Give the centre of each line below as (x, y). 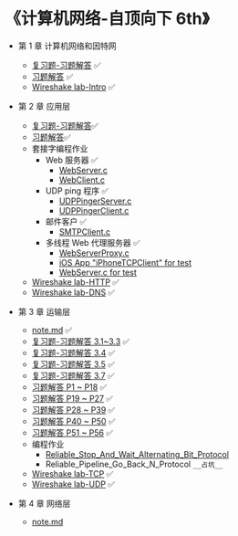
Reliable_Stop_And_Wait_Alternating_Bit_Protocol (137, 454)
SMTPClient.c (85, 231)
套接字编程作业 (60, 148)
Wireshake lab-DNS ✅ (73, 292)
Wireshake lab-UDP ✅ (73, 484)
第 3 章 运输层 (44, 311)
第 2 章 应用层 (44, 106)
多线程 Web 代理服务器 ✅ (93, 242)
